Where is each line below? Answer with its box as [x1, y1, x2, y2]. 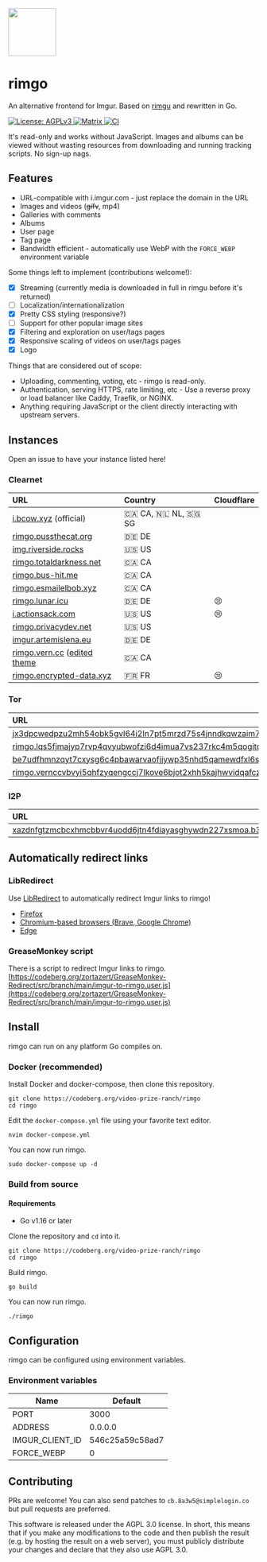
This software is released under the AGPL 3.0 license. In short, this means [8, 1520, 250, 1529]
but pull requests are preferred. [8, 1504, 111, 1514]
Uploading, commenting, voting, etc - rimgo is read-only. [19, 377, 207, 386]
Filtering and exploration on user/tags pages [19, 328, 165, 336]
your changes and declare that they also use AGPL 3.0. [8, 1545, 188, 1555]
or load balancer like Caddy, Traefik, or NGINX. [19, 393, 174, 403]
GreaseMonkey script [8, 945, 94, 956]
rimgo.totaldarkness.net [12, 556, 102, 568]
